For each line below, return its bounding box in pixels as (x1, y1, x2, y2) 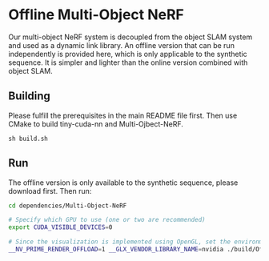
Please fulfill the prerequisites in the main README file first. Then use (8, 110, 238, 120)
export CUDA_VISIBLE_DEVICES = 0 (8, 223, 113, 231)
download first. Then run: (8, 186, 92, 195)
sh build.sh (8, 135, 48, 143)
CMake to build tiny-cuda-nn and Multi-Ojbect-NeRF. (8, 118, 184, 129)
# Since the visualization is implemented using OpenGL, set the (8, 238, 231, 246)
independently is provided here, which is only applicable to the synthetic (8, 49, 247, 58)
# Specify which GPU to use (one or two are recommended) (8, 216, 206, 224)
